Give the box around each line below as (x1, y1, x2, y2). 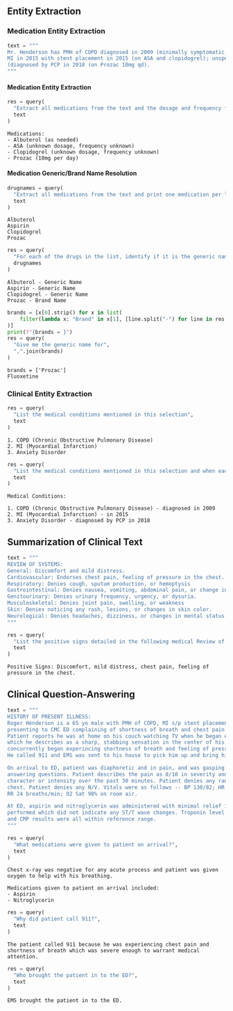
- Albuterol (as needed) (7, 136, 79, 143)
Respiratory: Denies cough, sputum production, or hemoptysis (7, 580, 191, 587)
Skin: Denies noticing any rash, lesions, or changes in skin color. (7, 606, 213, 613)
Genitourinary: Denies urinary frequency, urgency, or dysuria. (7, 593, 197, 600)
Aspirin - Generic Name (7, 285, 76, 292)
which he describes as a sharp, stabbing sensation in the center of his (7, 739, 225, 746)
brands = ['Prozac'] (7, 367, 67, 374)
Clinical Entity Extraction (7, 389, 92, 399)
